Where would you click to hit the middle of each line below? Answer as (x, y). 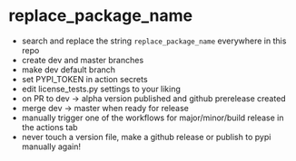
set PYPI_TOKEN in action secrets (84, 79)
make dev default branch (68, 70)
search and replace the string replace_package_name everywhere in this (154, 41)
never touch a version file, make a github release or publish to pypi (146, 137)
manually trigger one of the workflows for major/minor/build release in (153, 118)
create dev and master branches (83, 60)
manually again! (51, 147)
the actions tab (49, 127)
